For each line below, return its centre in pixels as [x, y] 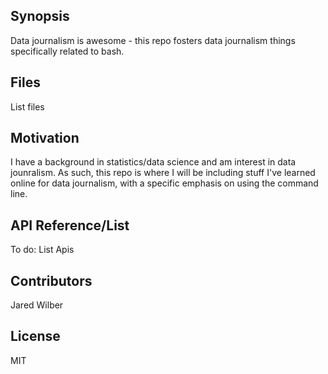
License [35, 336]
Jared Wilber [37, 305]
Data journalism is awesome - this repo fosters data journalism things [153, 40]
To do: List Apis [42, 250]
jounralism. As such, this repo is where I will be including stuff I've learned [163, 173]
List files [27, 106]
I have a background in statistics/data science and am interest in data [153, 162]
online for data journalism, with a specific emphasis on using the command [164, 183]
